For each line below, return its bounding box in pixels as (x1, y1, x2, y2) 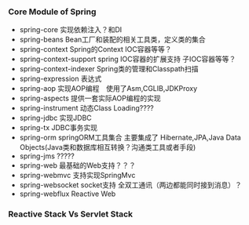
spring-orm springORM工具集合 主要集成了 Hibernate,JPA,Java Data (19, 132, 241, 143)
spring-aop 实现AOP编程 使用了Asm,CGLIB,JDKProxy (19, 84, 198, 93)
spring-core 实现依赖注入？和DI (19, 25, 123, 34)
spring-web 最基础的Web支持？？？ (19, 161, 136, 170)
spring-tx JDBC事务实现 (19, 123, 98, 132)
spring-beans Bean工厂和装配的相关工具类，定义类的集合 (19, 34, 206, 45)
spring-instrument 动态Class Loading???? (19, 103, 155, 113)
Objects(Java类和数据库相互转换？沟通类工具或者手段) (19, 143, 196, 152)
